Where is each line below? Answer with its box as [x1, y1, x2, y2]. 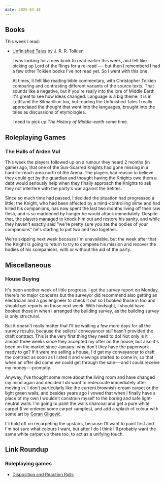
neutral [5, 401, 20, 406]
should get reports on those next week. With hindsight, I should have [5, 302, 145, 309]
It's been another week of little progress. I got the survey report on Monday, [5, 287, 159, 293]
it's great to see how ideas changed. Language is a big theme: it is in [12, 93, 152, 99]
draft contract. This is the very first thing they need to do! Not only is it [5, 333, 148, 339]
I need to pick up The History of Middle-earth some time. [12, 119, 128, 125]
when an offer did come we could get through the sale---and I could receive [5, 359, 160, 365]
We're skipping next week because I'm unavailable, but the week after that [5, 236, 157, 242]
